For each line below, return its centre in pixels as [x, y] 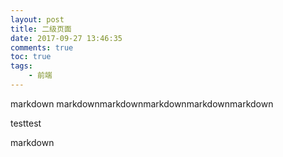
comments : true [42, 47]
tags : [21, 66]
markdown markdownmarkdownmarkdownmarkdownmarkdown [142, 103]
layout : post [37, 19]
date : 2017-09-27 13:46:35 [66, 38]
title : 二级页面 [41, 29]
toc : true [31, 57]
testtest [26, 123]
